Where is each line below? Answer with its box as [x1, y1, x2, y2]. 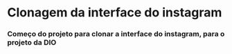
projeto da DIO [7, 38, 57, 47]
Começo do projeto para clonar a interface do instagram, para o [7, 29, 225, 39]
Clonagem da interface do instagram [7, 5, 222, 21]
